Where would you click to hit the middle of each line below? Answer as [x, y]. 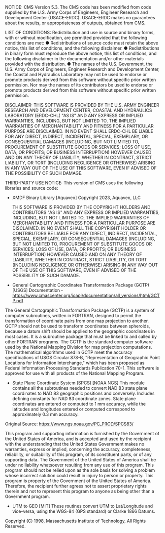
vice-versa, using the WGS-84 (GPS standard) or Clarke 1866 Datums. [83, 511]
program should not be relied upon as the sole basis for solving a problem [80, 470]
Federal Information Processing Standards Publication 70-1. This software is [82, 368]
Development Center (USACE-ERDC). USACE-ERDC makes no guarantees [80, 18]
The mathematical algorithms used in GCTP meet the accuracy [69, 352]
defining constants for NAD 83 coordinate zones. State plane [74, 399]
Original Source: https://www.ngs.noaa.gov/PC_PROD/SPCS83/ [69, 424]
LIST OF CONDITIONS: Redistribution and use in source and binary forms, [80, 32]
